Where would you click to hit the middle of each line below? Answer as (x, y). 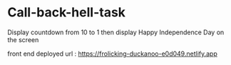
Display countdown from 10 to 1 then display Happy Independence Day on (116, 32)
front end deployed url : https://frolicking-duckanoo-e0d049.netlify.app (112, 54)
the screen (23, 39)
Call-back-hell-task (67, 12)
